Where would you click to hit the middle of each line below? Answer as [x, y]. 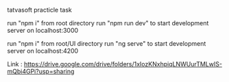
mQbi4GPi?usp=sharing [41, 71]
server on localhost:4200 [43, 51]
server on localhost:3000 [43, 30]
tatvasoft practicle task [39, 10]
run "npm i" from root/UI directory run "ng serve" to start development [107, 43]
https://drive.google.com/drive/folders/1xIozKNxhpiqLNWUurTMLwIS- [123, 64]
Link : [15, 64]
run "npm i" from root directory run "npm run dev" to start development [108, 23]
